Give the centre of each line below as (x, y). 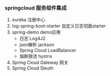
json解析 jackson (37, 45)
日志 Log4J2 (32, 38)
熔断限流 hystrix (36, 56)
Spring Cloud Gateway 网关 (40, 62)
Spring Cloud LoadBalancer (48, 50)
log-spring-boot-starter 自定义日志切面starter (59, 26)
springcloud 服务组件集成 (36, 7)
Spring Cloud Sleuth (32, 68)
